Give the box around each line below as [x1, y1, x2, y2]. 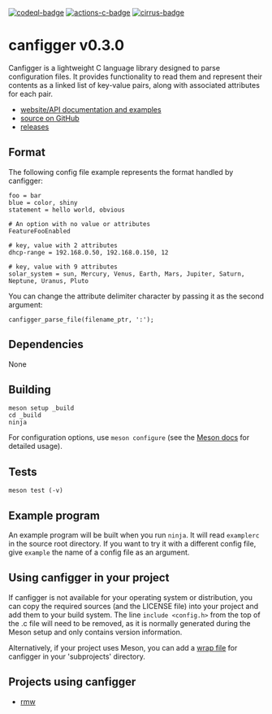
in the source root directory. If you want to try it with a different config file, [8, 539, 257, 548]
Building [8, 382, 51, 396]
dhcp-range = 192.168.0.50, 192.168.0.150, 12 [8, 248, 169, 256]
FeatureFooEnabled [8, 227, 71, 235]
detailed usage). [8, 442, 63, 451]
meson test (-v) [8, 486, 63, 495]
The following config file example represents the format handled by [8, 167, 234, 176]
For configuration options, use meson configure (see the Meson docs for [8, 433, 250, 442]
